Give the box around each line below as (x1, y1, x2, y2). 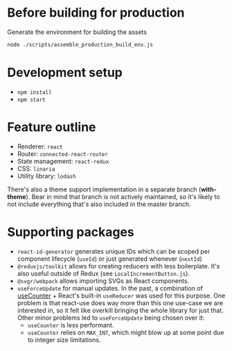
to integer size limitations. (27, 335, 102, 344)
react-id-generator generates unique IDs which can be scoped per (17, 247, 211, 255)
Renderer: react (17, 142, 64, 151)
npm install (17, 89, 52, 96)
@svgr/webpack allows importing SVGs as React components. (17, 276, 190, 285)
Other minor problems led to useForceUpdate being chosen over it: (17, 314, 205, 322)
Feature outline (7, 119, 96, 135)
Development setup (7, 65, 123, 80)
